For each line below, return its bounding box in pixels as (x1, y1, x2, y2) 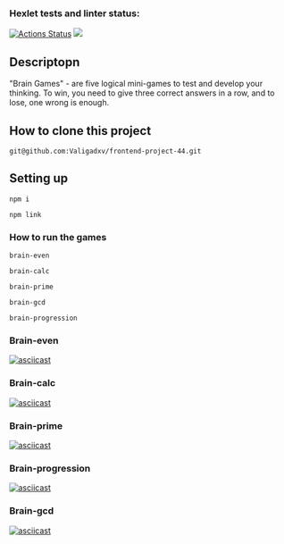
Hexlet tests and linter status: (9, 7, 140, 20)
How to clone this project (9, 123, 152, 138)
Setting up (9, 171, 69, 186)
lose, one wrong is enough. (9, 97, 110, 108)
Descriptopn (9, 54, 80, 70)
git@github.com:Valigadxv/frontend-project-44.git (9, 146, 202, 155)
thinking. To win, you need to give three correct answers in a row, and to (9, 88, 275, 98)
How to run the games (9, 230, 107, 243)
